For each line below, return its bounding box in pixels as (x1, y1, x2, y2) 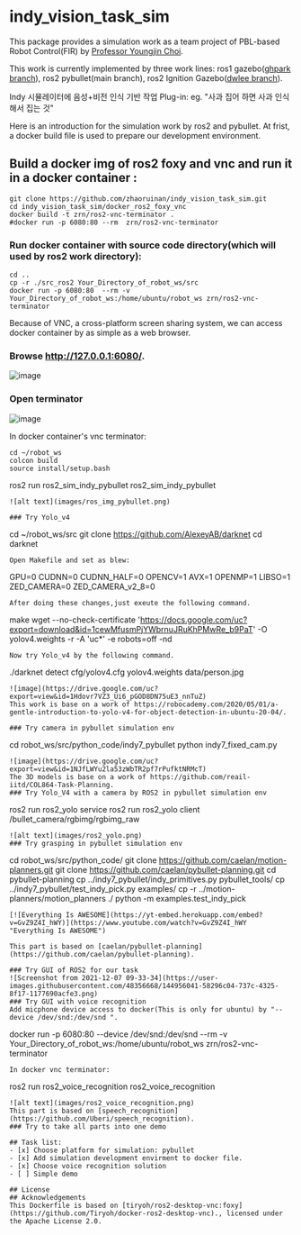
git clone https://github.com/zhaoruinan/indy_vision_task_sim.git (9, 194, 268, 204)
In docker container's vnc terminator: (9, 431, 146, 441)
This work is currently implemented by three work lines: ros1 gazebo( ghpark (9, 63, 291, 74)
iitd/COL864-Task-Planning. (9, 780, 115, 789)
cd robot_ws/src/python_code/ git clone (9, 854, 157, 866)
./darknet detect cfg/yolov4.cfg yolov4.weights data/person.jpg (9, 667, 244, 677)
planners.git (9, 864, 54, 875)
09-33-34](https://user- (125, 973, 219, 983)
